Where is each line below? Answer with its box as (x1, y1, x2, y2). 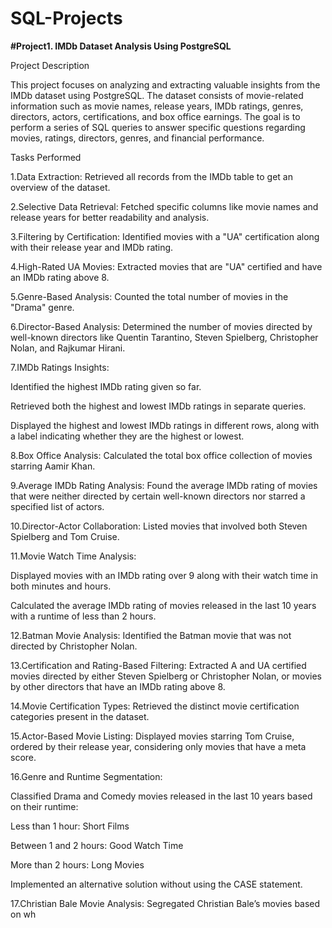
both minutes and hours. (10, 580, 112, 592)
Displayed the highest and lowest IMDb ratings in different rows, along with (10, 419, 320, 431)
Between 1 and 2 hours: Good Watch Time (10, 839, 184, 851)
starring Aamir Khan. (10, 460, 96, 472)
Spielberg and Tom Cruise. (10, 530, 120, 542)
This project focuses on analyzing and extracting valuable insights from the (10, 78, 321, 91)
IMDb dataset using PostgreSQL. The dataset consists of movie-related (10, 89, 304, 101)
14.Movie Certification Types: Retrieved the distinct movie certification (10, 700, 300, 712)
